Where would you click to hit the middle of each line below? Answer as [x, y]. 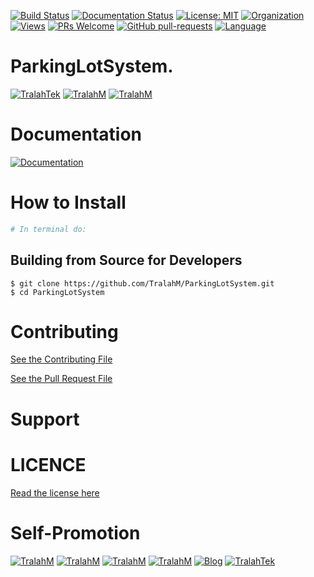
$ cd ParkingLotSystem [57, 292]
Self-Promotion [75, 532]
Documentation [76, 134]
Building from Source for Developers [126, 260]
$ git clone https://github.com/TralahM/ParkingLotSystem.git [142, 283]
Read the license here [55, 492]
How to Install [68, 202]
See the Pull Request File [61, 379]
